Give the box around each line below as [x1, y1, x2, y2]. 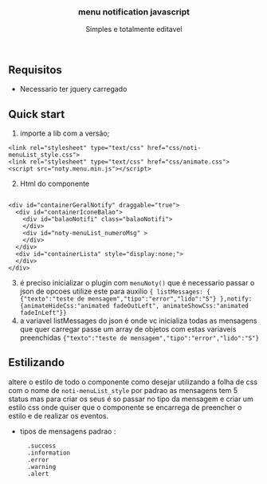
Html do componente [19, 179, 90, 188]
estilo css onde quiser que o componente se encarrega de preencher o [8, 402, 242, 412]
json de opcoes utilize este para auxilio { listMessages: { [19, 286, 211, 296]
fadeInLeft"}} [19, 309, 67, 317]
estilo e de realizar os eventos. [8, 411, 109, 420]
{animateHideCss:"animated [19, 301, 110, 309]
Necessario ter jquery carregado [19, 85, 128, 94]
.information [27, 449, 71, 457]
